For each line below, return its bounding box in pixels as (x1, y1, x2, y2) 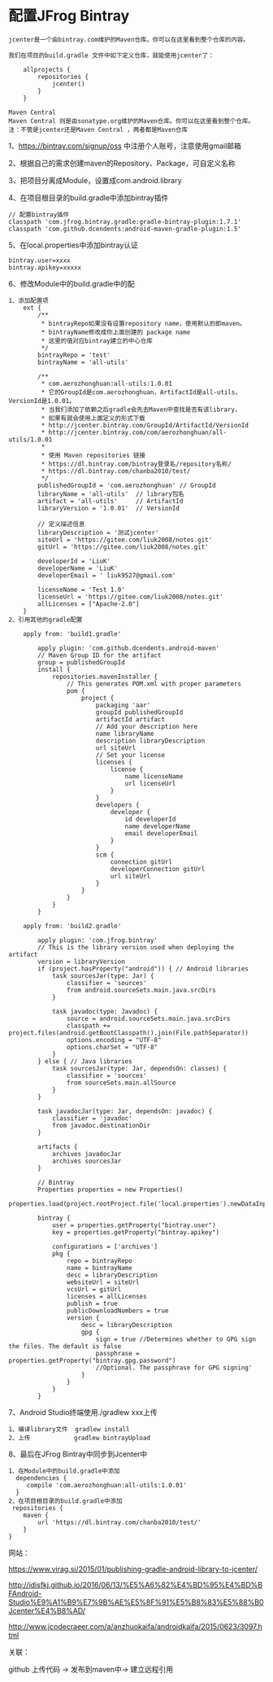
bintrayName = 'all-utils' (37, 358, 129, 366)
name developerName (124, 822, 191, 830)
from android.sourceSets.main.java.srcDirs (66, 986, 217, 994)
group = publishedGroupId (37, 658, 126, 667)
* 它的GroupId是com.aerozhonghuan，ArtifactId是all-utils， (41, 388, 241, 396)
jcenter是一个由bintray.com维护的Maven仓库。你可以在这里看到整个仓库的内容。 (8, 35, 249, 44)
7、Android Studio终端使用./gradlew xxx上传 (8, 1407, 158, 1417)
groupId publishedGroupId (95, 708, 184, 716)
